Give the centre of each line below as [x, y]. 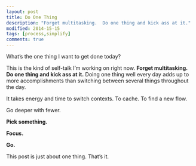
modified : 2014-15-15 [33, 28]
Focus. [15, 133]
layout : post [22, 12]
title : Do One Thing [32, 17]
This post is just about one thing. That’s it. [58, 156]
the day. [16, 87]
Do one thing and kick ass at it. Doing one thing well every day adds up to [98, 74]
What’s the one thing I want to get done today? [64, 56]
